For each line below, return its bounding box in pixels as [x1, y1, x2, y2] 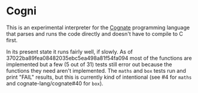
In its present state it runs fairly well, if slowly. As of [6, 48, 133, 55]
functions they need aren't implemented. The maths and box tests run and [6, 67, 187, 74]
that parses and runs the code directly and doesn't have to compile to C [6, 30, 184, 37]
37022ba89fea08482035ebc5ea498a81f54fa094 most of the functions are [6, 54, 193, 61]
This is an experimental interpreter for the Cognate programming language [6, 24, 190, 31]
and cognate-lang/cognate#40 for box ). [6, 79, 103, 87]
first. [6, 36, 18, 44]
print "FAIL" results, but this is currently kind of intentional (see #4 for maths [6, 73, 192, 80]
